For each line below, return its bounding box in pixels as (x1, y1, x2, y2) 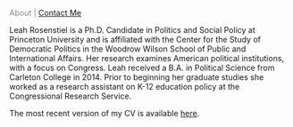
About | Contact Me (9, 8, 82, 18)
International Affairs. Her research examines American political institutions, (9, 53, 284, 63)
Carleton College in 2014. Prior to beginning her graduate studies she (9, 72, 264, 83)
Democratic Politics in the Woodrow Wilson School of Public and (9, 44, 247, 54)
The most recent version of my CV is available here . (9, 108, 200, 118)
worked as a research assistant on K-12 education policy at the (9, 82, 240, 91)
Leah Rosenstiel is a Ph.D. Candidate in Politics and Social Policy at (9, 25, 256, 35)
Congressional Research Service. (9, 91, 132, 101)
